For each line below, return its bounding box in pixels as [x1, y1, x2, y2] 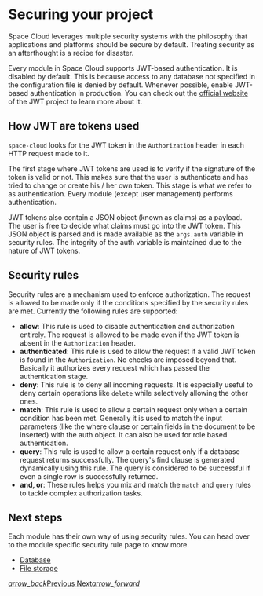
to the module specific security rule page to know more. [8, 540, 190, 550]
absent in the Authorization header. [19, 338, 136, 347]
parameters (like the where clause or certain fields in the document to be [19, 422, 256, 431]
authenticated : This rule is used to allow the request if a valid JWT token [19, 346, 256, 356]
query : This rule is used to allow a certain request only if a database [19, 446, 241, 456]
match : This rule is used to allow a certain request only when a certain [19, 404, 248, 414]
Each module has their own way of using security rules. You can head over [8, 532, 250, 541]
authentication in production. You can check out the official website [30, 88, 249, 97]
